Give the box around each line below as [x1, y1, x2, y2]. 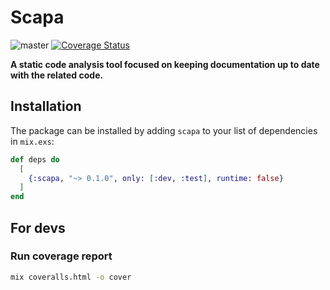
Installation [10, 98, 82, 115]
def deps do [10, 154, 60, 165]
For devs [10, 219, 66, 236]
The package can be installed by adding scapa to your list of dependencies [10, 124, 318, 136]
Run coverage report [10, 249, 113, 263]
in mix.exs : [10, 135, 55, 147]
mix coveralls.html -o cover [10, 272, 132, 282]
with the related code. [10, 69, 104, 81]
